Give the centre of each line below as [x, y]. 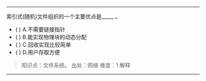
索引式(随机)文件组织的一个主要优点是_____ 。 [64, 16]
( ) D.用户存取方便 [37, 52]
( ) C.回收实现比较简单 [43, 44]
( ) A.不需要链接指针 [40, 29]
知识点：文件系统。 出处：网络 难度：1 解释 [76, 65]
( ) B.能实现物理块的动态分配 [51, 37]
